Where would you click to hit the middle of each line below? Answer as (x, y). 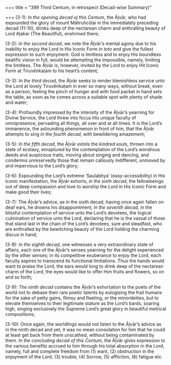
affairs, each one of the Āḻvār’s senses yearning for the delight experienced (84, 250)
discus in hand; (21, 234)
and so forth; (19, 277)
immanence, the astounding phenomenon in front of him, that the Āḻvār (80, 128)
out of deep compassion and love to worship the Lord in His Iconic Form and (86, 187)
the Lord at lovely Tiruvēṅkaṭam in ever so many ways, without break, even (84, 86)
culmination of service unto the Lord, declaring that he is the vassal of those (85, 218)
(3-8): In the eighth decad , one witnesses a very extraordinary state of (79, 244)
